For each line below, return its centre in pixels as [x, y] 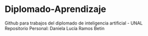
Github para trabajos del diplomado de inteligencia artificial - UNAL [74, 23]
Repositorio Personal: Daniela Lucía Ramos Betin [54, 28]
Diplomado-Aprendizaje [55, 9]
